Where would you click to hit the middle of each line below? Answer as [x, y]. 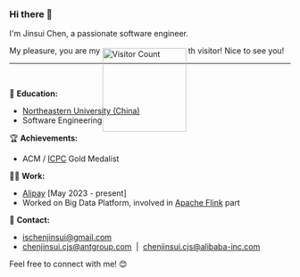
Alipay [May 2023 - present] [74, 193]
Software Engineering [62, 120]
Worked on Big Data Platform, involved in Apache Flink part [131, 203]
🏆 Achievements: [44, 138]
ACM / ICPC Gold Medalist [71, 159]
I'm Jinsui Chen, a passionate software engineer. [99, 34]
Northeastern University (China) [81, 111]
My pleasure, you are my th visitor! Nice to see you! [147, 51]
